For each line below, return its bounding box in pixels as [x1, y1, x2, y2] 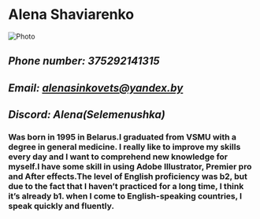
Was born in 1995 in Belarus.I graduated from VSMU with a [8, 132, 237, 143]
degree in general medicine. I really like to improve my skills [8, 142, 241, 153]
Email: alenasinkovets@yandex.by [8, 81, 184, 95]
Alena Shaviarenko [8, 6, 135, 24]
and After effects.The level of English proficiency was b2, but [8, 171, 248, 182]
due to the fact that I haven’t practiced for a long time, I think [8, 181, 244, 192]
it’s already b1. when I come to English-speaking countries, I [8, 191, 243, 202]
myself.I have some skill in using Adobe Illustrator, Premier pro [8, 161, 252, 173]
